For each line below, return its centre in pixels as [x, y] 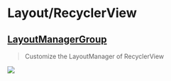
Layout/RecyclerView [72, 13]
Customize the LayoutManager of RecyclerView [94, 56]
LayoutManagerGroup [57, 39]
